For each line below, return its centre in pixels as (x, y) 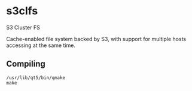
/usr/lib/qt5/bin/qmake (36, 78)
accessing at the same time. (41, 45)
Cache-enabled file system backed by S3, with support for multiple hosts (96, 39)
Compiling (26, 64)
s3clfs (22, 11)
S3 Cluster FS (23, 27)
